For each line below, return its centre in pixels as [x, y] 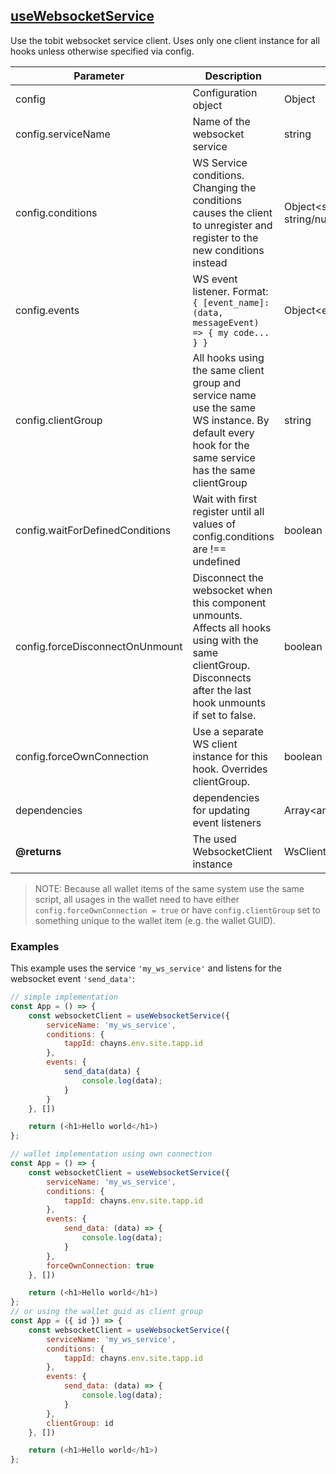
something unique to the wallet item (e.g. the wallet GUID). [155, 920]
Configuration [225, 92]
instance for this [230, 756]
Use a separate [228, 731]
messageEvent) [226, 322]
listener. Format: [230, 291]
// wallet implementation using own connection [111, 1154]
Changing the [224, 187]
